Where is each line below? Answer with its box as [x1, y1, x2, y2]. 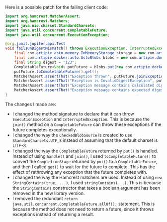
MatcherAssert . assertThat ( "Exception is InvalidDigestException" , [14, 78, 155, 84]
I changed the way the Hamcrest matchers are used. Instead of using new [12, 174, 162, 180]
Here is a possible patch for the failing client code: [5, 4, 108, 10]
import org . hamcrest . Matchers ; [5, 18, 70, 23]
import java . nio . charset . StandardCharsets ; [5, 23, 97, 28]
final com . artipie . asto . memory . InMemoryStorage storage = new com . [14, 51, 157, 56]
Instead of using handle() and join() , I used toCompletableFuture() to [12, 153, 157, 159]
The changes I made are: [5, 101, 56, 107]
